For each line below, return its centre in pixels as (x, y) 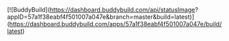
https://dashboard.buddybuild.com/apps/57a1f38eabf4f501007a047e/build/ (116, 24)
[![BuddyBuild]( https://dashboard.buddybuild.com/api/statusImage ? (103, 10)
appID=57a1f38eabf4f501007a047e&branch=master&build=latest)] (101, 17)
